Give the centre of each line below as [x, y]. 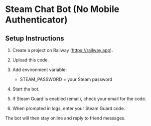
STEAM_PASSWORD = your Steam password [66, 79]
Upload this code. [30, 60]
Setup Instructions [35, 38]
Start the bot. [26, 89]
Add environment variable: [40, 69]
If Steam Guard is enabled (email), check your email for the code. [79, 99]
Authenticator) [37, 20]
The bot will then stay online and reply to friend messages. [65, 118]
